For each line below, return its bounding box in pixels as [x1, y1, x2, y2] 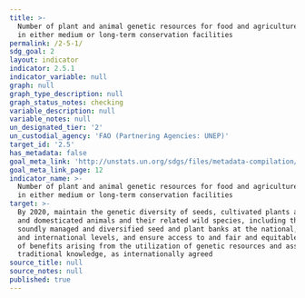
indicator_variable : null [9, 73, 107, 82]
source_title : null [9, 258, 84, 268]
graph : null [9, 81, 54, 90]
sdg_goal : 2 [9, 47, 54, 56]
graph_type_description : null [9, 89, 124, 98]
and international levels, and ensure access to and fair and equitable [17, 233, 299, 242]
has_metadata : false [9, 148, 88, 157]
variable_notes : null [9, 114, 92, 124]
